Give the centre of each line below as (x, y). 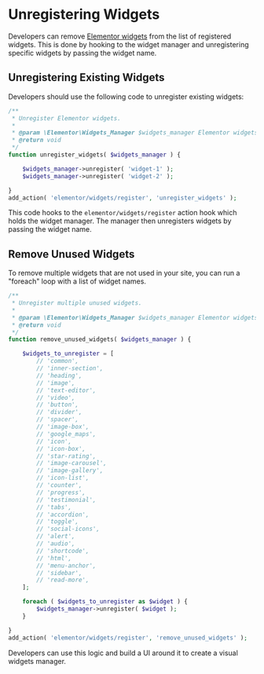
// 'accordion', (63, 515)
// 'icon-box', (61, 449)
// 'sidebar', (59, 573)
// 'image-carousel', (72, 463)
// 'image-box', (63, 427)
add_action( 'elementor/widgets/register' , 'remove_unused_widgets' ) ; (128, 638)
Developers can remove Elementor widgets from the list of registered (120, 36)
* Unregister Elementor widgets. (66, 118)
